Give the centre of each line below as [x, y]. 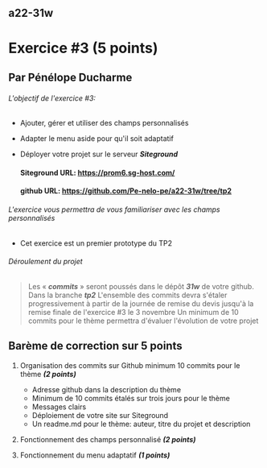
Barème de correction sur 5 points [95, 346]
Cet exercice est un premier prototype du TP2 [96, 243]
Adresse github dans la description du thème [107, 389]
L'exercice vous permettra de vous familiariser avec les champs [114, 209]
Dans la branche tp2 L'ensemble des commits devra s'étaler [127, 295]
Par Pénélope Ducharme [70, 77]
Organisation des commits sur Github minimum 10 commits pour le [130, 365]
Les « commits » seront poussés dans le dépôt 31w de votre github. [141, 286]
